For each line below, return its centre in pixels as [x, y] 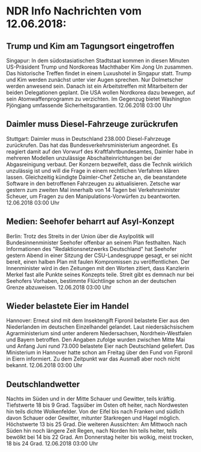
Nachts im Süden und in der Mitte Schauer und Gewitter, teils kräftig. [91, 399]
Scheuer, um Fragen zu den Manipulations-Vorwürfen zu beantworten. [94, 196]
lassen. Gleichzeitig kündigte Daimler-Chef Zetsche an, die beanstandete [97, 177]
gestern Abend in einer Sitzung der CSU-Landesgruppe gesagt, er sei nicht [99, 255]
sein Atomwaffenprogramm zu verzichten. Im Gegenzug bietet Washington [98, 99]
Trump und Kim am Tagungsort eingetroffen [90, 46]
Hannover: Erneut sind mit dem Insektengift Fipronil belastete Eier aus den [98, 321]
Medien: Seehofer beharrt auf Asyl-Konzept [90, 222]
